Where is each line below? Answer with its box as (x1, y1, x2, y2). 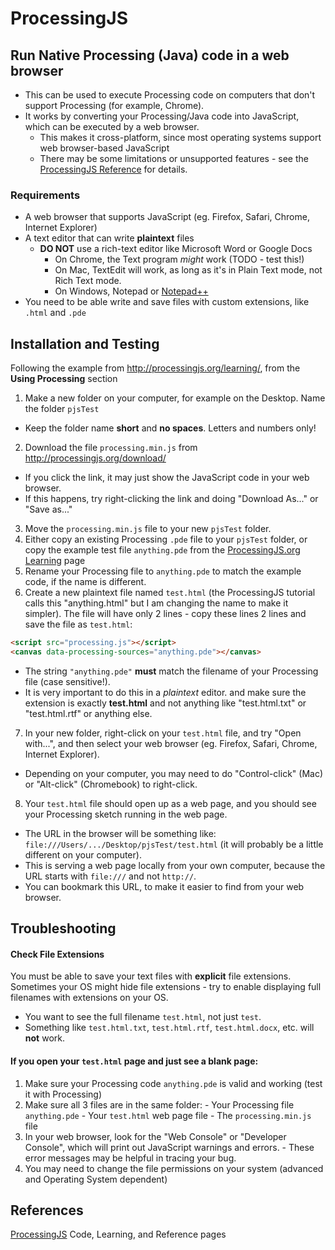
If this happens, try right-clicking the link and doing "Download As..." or (24, 493, 319, 505)
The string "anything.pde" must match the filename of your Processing (24, 665, 319, 677)
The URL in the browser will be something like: (24, 827, 217, 839)
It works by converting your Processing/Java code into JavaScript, (24, 110, 300, 122)
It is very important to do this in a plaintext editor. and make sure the (24, 686, 307, 698)
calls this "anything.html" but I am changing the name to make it (24, 597, 289, 609)
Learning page (24, 555, 86, 567)
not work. (24, 1032, 65, 1044)
